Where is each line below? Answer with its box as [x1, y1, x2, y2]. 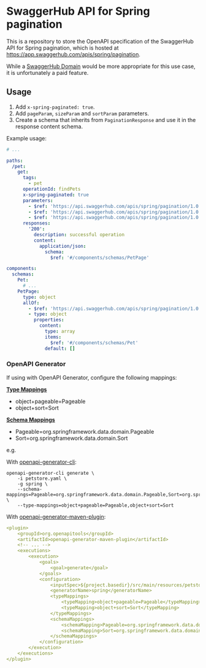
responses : [22, 220, 51, 226]
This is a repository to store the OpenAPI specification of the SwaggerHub [6, 37, 194, 45]
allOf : [22, 299, 40, 306]
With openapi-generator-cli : [6, 458, 77, 466]
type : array [45, 328, 75, 334]
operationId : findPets [22, 186, 81, 192]
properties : [33, 317, 64, 323]
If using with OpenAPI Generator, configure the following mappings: [6, 374, 177, 381]
